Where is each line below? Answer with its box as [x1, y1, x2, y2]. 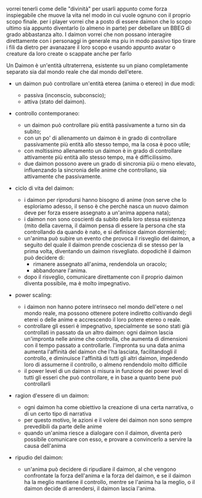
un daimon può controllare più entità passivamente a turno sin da [24, 121, 186, 129]
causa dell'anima [24, 442, 66, 449]
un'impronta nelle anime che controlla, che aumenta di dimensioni [24, 335, 188, 342]
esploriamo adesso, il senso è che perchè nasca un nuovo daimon [24, 202, 189, 210]
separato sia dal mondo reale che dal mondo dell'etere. [6, 68, 144, 75]
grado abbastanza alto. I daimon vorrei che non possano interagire [6, 31, 172, 38]
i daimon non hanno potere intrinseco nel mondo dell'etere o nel [24, 303, 183, 310]
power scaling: [14, 291, 52, 299]
